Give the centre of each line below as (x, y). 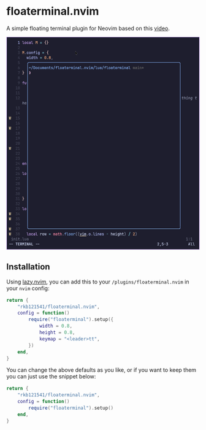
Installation (28, 267)
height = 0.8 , (57, 332)
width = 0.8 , (55, 326)
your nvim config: (28, 288)
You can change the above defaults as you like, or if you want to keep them (101, 370)
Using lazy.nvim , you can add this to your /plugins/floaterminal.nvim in (98, 282)
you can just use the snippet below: (51, 377)
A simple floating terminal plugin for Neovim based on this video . (88, 28)
